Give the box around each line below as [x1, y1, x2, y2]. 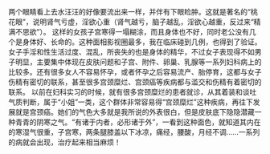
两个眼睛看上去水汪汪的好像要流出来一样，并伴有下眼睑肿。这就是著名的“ [8, 7, 252, 16]
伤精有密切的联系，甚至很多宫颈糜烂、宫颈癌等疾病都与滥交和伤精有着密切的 [8, 77, 262, 87]
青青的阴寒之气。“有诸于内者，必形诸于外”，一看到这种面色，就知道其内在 [14, 117, 261, 127]
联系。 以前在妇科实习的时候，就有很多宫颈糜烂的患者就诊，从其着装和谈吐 [8, 87, 257, 96]
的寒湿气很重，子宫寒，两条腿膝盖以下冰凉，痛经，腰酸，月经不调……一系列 [8, 128, 260, 136]
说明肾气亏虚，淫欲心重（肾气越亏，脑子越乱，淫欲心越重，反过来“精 [32, 17, 261, 26]
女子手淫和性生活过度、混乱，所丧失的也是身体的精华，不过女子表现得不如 [8, 47, 255, 56]
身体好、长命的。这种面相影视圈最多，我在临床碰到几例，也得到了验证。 [22, 37, 262, 47]
